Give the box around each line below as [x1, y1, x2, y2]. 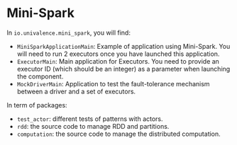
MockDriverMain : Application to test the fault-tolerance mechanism [16, 79, 210, 88]
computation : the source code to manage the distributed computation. [16, 129, 221, 138]
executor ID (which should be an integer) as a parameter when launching [16, 64, 231, 73]
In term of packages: [6, 100, 68, 109]
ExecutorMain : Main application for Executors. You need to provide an [16, 57, 219, 65]
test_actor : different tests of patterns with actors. [16, 115, 164, 123]
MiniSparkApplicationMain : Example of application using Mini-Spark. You [16, 42, 231, 50]
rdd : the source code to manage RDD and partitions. [16, 122, 170, 130]
